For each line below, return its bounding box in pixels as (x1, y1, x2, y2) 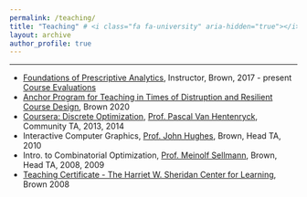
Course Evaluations (22, 82, 97, 93)
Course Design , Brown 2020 (22, 101, 131, 112)
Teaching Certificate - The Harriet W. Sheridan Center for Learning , (22, 170, 277, 181)
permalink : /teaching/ (9, 13, 96, 23)
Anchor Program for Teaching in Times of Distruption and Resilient (22, 92, 273, 103)
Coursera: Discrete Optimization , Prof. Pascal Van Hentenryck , (22, 111, 259, 122)
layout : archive (9, 30, 71, 39)
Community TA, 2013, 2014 (22, 120, 125, 132)
